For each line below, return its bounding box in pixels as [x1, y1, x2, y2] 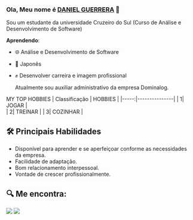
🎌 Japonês [14, 60, 42, 68]
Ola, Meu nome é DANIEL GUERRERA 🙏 [6, 5, 120, 14]
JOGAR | [6, 102, 28, 109]
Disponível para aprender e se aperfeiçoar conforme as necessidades [14, 145, 187, 152]
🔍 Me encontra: [6, 188, 67, 199]
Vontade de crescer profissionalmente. [14, 170, 111, 178]
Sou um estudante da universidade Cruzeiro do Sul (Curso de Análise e [6, 19, 182, 26]
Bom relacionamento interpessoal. [14, 164, 100, 172]
